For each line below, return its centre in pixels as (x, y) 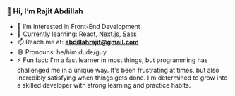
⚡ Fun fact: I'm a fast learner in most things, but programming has (112, 60)
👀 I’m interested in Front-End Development (78, 27)
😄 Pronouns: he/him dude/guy (61, 52)
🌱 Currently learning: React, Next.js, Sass (77, 34)
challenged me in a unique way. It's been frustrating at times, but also (118, 71)
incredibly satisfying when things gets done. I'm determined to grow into (122, 78)
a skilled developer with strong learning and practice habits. (104, 85)
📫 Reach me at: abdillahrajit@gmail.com (78, 42)
